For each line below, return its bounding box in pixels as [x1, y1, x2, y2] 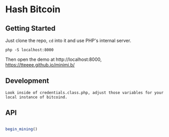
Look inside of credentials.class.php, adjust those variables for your [5, 90, 164, 95]
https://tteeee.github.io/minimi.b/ [5, 62, 75, 67]
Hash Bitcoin [5, 4, 60, 15]
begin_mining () [5, 126, 38, 131]
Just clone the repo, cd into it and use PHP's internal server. [5, 37, 132, 43]
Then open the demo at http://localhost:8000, [5, 56, 102, 62]
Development [5, 77, 50, 85]
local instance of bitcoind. [5, 95, 68, 100]
